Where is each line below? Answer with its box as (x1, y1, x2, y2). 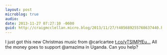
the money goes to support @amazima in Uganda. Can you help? (5, 44, 138, 50)
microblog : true (5, 12, 39, 17)
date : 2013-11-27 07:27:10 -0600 (5, 21, 75, 26)
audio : (5, 16, 19, 21)
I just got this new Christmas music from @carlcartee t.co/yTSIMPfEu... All (5, 39, 158, 45)
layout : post (5, 7, 32, 12)
